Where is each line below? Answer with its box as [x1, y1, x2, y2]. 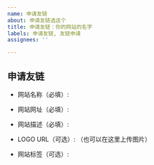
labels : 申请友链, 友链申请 [7, 29, 81, 37]
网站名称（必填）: [17, 90, 69, 98]
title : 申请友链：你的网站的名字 [7, 23, 93, 30]
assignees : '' [7, 37, 49, 44]
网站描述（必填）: [17, 120, 69, 128]
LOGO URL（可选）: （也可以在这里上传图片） [17, 135, 151, 143]
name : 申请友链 [7, 10, 48, 18]
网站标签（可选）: [17, 150, 69, 158]
